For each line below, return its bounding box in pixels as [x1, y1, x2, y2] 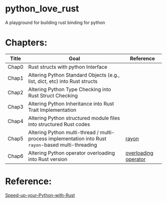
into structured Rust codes [28, 121, 90, 128]
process [28, 135, 47, 142]
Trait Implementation [28, 106, 77, 113]
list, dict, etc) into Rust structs [28, 78, 98, 85]
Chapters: [5, 37, 48, 48]
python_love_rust [5, 3, 80, 14]
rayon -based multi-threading [28, 141, 97, 148]
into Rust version [28, 156, 68, 163]
